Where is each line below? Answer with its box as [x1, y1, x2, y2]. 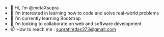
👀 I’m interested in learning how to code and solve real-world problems [10, 10, 159, 16]
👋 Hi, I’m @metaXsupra [10, 5, 59, 10]
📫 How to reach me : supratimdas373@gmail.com [10, 26, 116, 32]
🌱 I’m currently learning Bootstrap [10, 15, 81, 21]
